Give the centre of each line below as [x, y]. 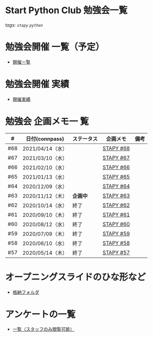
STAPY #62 [116, 205]
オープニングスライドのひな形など [75, 277]
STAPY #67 [116, 158]
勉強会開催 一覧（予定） [55, 47]
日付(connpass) [45, 138]
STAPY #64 [116, 186]
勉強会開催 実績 [37, 84]
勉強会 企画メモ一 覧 [47, 121]
